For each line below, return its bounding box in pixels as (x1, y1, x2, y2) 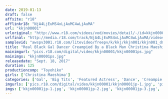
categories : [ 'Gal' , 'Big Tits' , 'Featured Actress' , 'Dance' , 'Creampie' (5, 77, 164, 82)
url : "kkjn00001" (5, 26, 41, 31)
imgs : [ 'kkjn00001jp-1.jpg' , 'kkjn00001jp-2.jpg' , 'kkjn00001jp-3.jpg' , (5, 86, 160, 91)
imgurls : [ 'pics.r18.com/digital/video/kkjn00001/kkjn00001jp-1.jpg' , (5, 81, 155, 86)
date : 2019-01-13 (5, 7, 41, 12)
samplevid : (5, 40, 28, 45)
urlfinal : (5, 35, 26, 40)
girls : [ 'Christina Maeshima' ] (5, 72, 70, 77)
